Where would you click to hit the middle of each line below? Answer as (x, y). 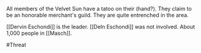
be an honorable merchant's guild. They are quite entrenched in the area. (97, 15)
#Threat (16, 45)
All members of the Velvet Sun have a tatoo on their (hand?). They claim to (99, 9)
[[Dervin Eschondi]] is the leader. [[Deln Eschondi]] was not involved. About (101, 27)
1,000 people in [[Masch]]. (39, 33)
